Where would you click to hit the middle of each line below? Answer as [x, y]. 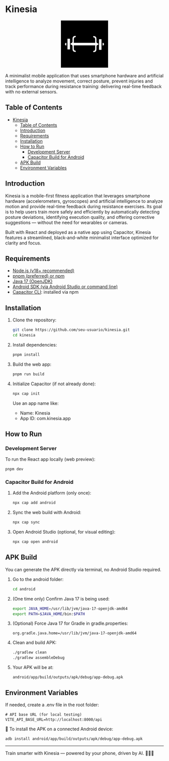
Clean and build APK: [34, 643]
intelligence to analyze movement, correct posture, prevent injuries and [79, 81]
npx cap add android [34, 503]
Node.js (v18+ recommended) [43, 271]
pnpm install [26, 355]
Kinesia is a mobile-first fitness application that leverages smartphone [78, 196]
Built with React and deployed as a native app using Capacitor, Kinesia [78, 232]
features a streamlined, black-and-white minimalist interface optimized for [82, 237]
